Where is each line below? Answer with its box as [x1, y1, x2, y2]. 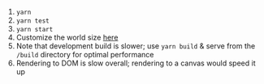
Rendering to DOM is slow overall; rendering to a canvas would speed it [15, 58, 256, 68]
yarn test [15, 17, 50, 25]
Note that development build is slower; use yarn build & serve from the [15, 41, 256, 51]
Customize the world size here [15, 32, 119, 42]
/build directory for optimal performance [15, 50, 154, 59]
